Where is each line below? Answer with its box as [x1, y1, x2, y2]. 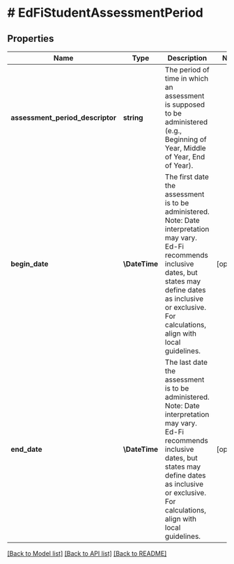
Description [167, 54, 208, 63]
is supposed [164, 100, 205, 109]
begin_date [10, 259, 49, 269]
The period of [164, 65, 210, 75]
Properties [7, 33, 54, 45]
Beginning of [164, 134, 207, 144]
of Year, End [164, 152, 205, 162]
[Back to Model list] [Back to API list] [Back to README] [7, 549, 167, 558]
